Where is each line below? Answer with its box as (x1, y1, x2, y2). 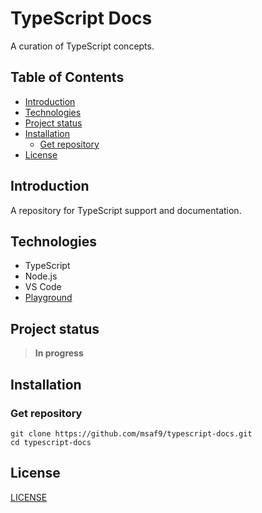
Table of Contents (10, 69, 125, 86)
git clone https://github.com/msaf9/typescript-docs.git (10, 428, 253, 439)
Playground (24, 292, 73, 304)
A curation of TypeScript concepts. (10, 40, 155, 52)
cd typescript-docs (10, 437, 92, 447)
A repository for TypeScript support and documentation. (10, 204, 242, 216)
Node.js (24, 270, 58, 282)
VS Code (24, 281, 62, 293)
